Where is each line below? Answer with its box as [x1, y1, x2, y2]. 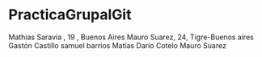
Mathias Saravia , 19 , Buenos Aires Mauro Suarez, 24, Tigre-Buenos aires [8, 32, 255, 42]
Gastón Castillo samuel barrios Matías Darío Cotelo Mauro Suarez [8, 40, 226, 50]
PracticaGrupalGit [8, 6, 132, 24]
